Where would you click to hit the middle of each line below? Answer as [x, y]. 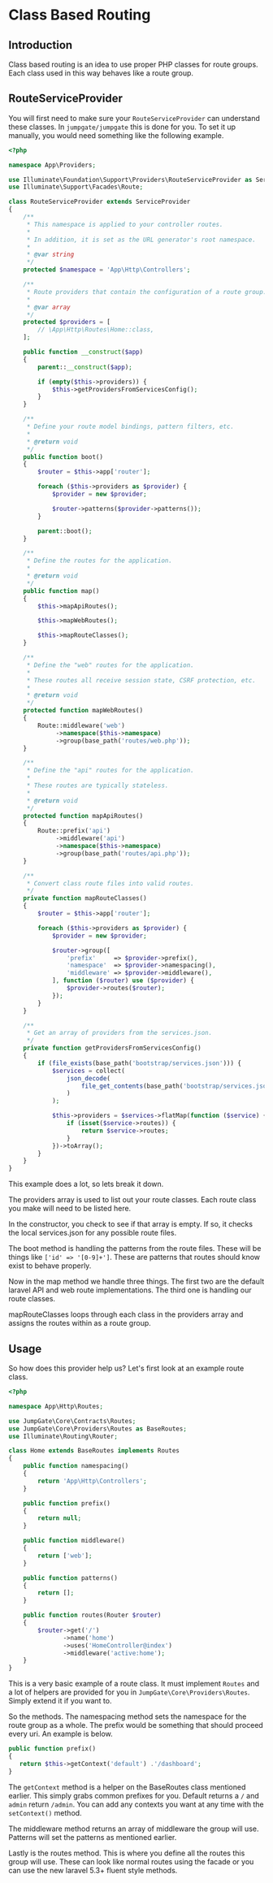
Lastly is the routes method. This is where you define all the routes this [127, 1853]
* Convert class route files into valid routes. [110, 883]
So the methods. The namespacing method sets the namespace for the [128, 1716]
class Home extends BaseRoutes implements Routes [94, 1451]
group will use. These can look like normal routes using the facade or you [131, 1861]
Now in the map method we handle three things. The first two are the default [136, 1282]
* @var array [48, 307]
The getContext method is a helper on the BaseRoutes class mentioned [127, 1787]
